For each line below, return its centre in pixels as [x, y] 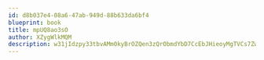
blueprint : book [35, 23]
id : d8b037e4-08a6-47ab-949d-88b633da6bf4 [79, 15]
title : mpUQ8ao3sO [38, 30]
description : [29, 44]
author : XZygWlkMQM [40, 37]
